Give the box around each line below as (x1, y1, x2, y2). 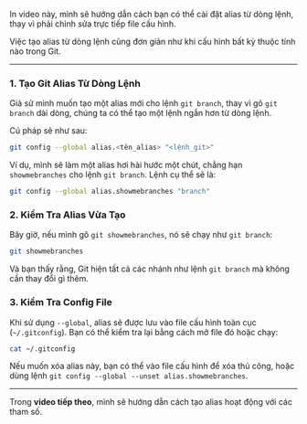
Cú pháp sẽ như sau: (9, 125, 88, 136)
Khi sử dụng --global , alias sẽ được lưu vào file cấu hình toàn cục (9, 316, 258, 328)
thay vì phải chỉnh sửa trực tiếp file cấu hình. (9, 18, 176, 29)
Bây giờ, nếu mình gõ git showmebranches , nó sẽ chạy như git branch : (9, 229, 273, 240)
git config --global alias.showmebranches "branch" (9, 187, 210, 196)
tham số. (9, 407, 43, 418)
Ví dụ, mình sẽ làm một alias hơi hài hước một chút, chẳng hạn (9, 160, 243, 171)
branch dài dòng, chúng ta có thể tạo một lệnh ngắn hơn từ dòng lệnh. (9, 108, 272, 119)
